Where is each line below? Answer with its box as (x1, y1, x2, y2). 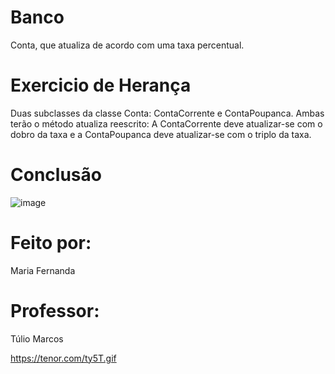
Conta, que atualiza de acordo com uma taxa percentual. (10, 39, 245, 51)
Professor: (10, 299, 100, 322)
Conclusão (10, 164, 102, 186)
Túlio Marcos (10, 332, 64, 345)
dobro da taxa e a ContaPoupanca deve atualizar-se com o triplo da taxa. (10, 128, 312, 140)
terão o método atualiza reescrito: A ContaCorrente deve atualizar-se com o (10, 117, 323, 130)
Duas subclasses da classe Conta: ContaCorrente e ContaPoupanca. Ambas (10, 107, 325, 119)
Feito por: (10, 232, 92, 254)
